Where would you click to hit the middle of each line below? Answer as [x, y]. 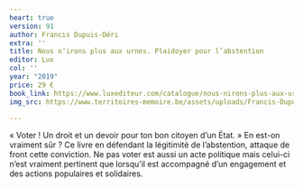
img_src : [26, 102]
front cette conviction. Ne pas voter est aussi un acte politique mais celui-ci [150, 155]
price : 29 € [32, 85]
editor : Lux [32, 60]
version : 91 [32, 26]
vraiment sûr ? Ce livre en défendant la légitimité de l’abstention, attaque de [150, 145]
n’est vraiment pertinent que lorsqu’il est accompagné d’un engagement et [148, 164]
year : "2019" [34, 77]
